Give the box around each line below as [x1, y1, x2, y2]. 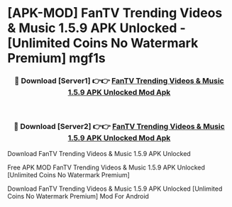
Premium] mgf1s [7, 50, 106, 67]
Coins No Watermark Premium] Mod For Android [7, 191, 149, 200]
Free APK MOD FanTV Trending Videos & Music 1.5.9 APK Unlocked [7, 163, 206, 172]
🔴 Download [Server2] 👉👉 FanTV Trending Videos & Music [13, 122, 225, 132]
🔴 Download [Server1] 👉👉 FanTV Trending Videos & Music [13, 76, 225, 86]
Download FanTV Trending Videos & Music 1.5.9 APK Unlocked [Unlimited [7, 184, 223, 193]
